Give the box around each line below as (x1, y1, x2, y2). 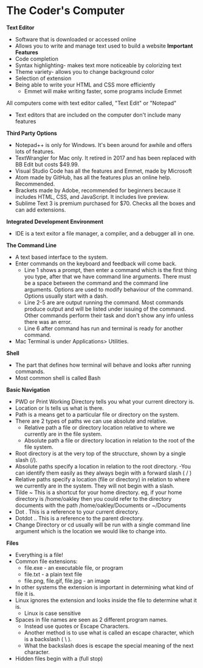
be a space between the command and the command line (24, 279, 169, 287)
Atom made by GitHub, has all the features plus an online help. (15, 173, 171, 181)
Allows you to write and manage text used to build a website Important (15, 42, 193, 49)
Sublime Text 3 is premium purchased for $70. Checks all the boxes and (15, 199, 196, 207)
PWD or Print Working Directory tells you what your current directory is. (15, 398, 194, 405)
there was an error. (24, 318, 72, 325)
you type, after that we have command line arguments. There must (24, 273, 191, 280)
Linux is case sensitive (24, 609, 81, 617)
